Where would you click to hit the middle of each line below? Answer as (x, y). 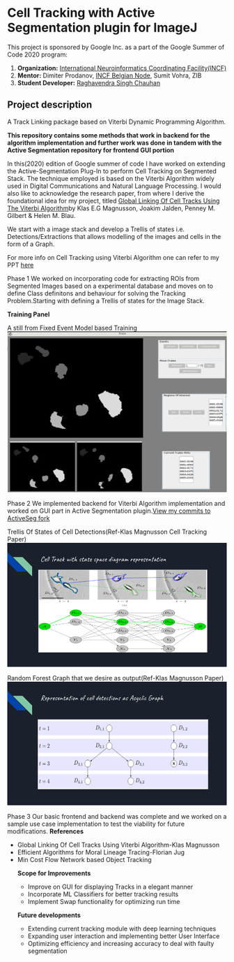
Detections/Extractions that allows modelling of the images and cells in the (114, 236)
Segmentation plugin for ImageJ (102, 28)
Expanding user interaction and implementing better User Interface (124, 936)
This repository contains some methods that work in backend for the (109, 135)
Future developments (49, 915)
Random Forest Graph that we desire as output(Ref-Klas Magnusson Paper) (116, 678)
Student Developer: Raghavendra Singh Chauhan (89, 82)
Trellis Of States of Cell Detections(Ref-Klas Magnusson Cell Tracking (107, 532)
